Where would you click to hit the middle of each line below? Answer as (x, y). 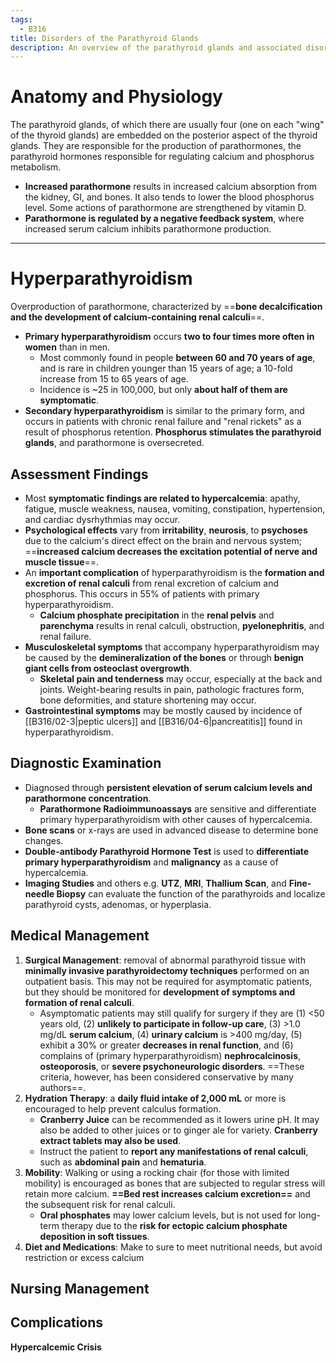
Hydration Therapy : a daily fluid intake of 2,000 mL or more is (155, 1098)
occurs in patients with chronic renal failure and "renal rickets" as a (163, 422)
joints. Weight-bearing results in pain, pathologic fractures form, (172, 689)
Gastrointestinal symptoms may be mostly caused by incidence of (163, 710)
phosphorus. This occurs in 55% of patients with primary (142, 593)
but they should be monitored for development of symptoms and (160, 992)
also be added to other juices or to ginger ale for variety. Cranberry (178, 1130)
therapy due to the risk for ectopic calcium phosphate (174, 1225)
